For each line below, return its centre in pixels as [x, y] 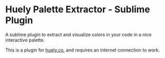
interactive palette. [25, 40]
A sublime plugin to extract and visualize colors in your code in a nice [79, 34]
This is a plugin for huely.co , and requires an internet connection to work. [82, 50]
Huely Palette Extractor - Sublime [78, 9]
